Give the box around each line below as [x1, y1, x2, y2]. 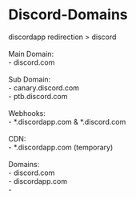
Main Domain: [8, 49, 54, 58]
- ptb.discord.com [8, 91, 68, 101]
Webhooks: [8, 108, 46, 117]
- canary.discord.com [8, 82, 80, 93]
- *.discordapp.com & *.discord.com [8, 117, 126, 126]
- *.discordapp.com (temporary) [8, 142, 114, 152]
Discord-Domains [8, 6, 128, 24]
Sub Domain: [8, 74, 51, 84]
